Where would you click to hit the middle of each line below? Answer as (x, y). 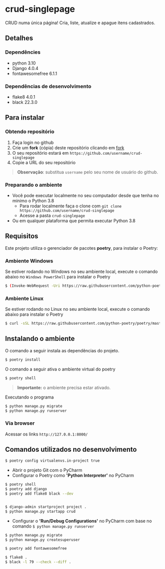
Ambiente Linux (24, 298)
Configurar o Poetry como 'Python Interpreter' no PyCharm (73, 475)
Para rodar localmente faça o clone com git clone (70, 206)
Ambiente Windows (29, 261)
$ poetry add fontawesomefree (36, 549)
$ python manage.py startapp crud (41, 511)
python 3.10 (24, 63)
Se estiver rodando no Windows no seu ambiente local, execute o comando (82, 271)
